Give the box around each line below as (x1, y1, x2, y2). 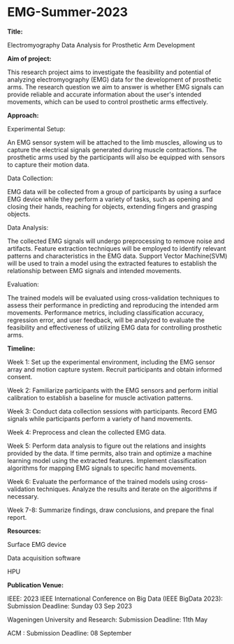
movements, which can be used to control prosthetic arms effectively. (7, 97, 208, 105)
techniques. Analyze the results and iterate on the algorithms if (36, 485, 218, 493)
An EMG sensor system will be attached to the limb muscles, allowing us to (7, 138, 223, 147)
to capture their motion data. (7, 160, 89, 168)
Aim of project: (7, 54, 52, 63)
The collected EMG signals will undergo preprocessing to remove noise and (7, 237, 225, 245)
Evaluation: (7, 280, 40, 288)
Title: (7, 27, 23, 36)
